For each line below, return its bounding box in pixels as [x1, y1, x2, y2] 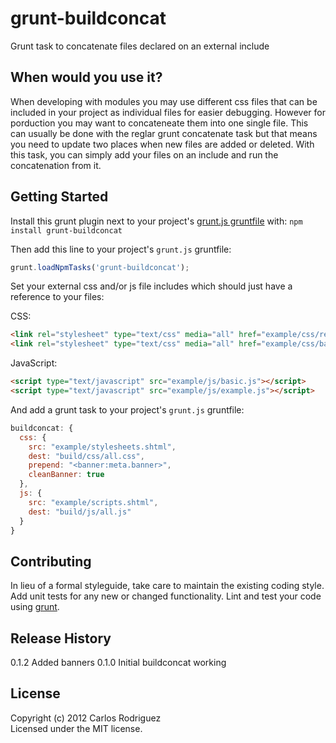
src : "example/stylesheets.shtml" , [28, 442, 177, 452]
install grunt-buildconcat [10, 225, 123, 236]
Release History [10, 630, 112, 647]
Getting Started [10, 188, 109, 206]
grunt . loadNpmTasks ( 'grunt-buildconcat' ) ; [10, 262, 190, 272]
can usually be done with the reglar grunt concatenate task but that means [10, 127, 318, 139]
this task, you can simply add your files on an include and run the [10, 148, 279, 161]
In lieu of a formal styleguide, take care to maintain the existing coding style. [10, 580, 325, 592]
